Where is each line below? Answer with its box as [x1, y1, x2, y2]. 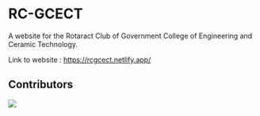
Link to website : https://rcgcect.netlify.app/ [8, 55, 151, 64]
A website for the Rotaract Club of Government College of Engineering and [8, 31, 253, 41]
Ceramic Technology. [8, 39, 78, 48]
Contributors [8, 78, 74, 91]
